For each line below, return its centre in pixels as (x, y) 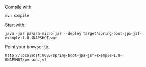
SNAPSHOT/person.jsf (26, 60)
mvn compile (17, 16)
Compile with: (19, 7)
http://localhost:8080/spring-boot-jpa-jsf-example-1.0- (64, 55)
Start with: (15, 25)
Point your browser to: (27, 47)
